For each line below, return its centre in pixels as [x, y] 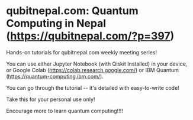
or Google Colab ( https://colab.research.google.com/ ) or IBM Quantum [92, 70]
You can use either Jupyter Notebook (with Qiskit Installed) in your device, [97, 64]
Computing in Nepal [56, 23]
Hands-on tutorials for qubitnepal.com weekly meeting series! [82, 52]
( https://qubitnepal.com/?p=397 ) [90, 36]
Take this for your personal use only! [51, 99]
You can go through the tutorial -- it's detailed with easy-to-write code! [93, 87]
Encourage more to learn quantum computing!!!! [65, 111]
